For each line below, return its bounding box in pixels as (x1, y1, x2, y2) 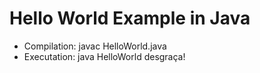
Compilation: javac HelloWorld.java (23, 40, 167, 52)
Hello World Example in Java (9, 7, 251, 30)
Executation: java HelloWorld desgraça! (23, 50, 186, 62)
